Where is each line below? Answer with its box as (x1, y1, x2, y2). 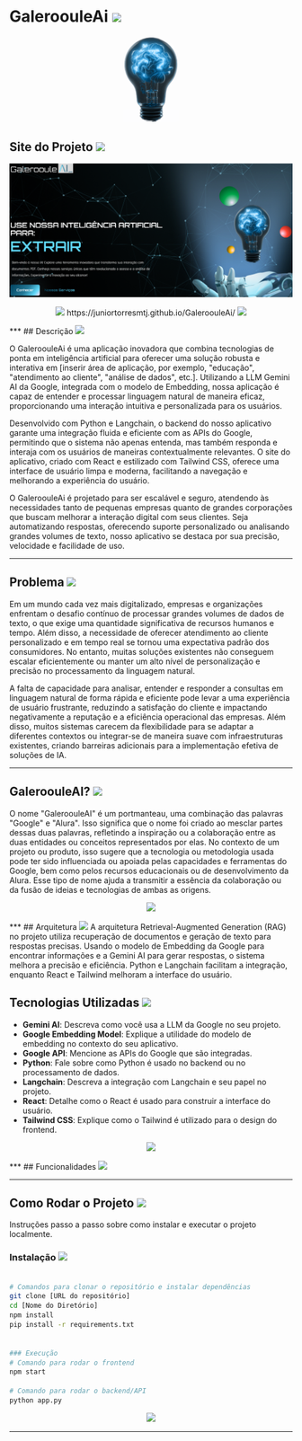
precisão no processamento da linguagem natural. (9, 665, 196, 676)
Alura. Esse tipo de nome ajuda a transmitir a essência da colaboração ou (9, 874, 281, 886)
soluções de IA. (9, 749, 67, 760)
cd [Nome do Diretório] (9, 1301, 99, 1311)
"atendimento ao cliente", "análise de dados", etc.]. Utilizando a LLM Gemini (9, 372, 290, 383)
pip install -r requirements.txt (9, 1321, 135, 1330)
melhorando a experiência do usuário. (9, 475, 150, 486)
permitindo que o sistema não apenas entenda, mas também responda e (9, 438, 278, 448)
